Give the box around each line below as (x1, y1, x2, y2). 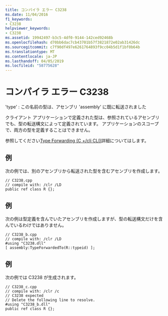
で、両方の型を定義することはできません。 (5, 127, 93, 133)
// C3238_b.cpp (5, 232, 37, 237)
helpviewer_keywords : (5, 26, 51, 31)
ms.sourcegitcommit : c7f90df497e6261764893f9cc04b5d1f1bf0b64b (5, 45, 140, 50)
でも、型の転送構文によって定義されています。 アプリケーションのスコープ (5, 121, 159, 127)
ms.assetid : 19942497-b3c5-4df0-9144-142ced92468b (5, 36, 113, 41)
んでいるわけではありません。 (5, 222, 67, 228)
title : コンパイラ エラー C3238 (5, 7, 67, 13)
